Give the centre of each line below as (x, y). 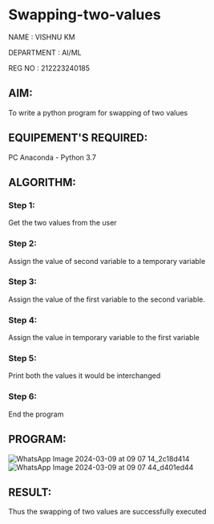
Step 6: (23, 396)
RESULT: (30, 492)
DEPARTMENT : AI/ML (45, 52)
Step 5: (23, 359)
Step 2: (23, 244)
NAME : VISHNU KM (42, 37)
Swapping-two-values (85, 15)
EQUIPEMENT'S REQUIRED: (78, 138)
